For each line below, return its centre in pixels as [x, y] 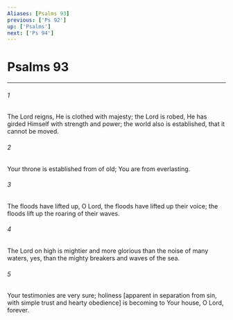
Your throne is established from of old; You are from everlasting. [99, 169]
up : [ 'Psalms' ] [29, 26]
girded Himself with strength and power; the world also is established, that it [116, 124]
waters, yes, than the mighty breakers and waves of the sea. [94, 258]
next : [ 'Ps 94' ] [31, 33]
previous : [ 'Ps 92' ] [37, 20]
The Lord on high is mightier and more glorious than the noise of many [108, 251]
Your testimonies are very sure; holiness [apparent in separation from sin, [112, 296]
